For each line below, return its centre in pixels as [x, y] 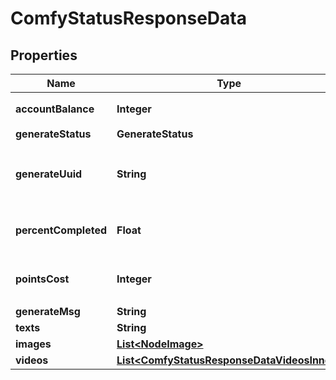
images [33, 344]
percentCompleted [61, 230]
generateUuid [49, 174]
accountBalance [55, 109]
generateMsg [48, 311]
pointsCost [42, 279]
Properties [44, 55]
